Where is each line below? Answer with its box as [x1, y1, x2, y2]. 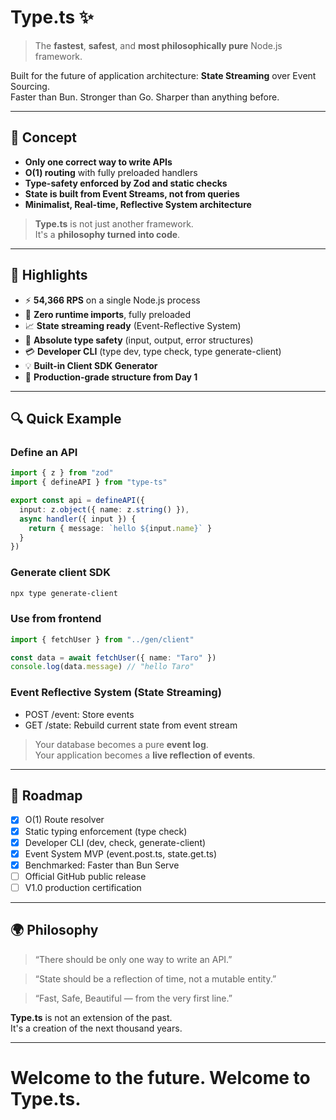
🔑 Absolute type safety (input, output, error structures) [24, 334, 254, 346]
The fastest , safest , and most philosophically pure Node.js [34, 39, 283, 51]
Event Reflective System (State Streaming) [10, 686, 222, 700]
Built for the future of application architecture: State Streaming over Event [10, 69, 317, 81]
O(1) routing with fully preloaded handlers [24, 166, 198, 178]
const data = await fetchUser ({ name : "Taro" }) [10, 652, 217, 663]
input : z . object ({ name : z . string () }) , [19, 504, 190, 515]
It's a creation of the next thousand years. [10, 1022, 183, 1034]
